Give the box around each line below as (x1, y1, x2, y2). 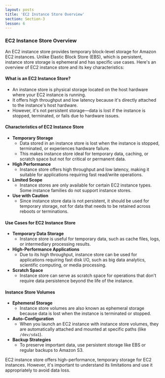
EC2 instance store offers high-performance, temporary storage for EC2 (5, 357, 152, 363)
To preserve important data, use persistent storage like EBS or (19, 342, 146, 348)
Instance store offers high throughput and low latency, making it (19, 166, 149, 172)
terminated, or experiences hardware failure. (19, 145, 110, 151)
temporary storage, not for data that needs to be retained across (19, 203, 151, 209)
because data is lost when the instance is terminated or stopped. (19, 310, 151, 316)
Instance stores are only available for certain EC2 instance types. (19, 182, 152, 188)
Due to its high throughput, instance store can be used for (19, 252, 137, 258)
